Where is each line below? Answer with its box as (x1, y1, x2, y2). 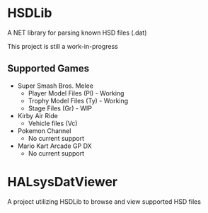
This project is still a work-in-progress (7, 42, 118, 50)
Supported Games (7, 62, 90, 75)
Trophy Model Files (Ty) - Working (28, 96, 129, 105)
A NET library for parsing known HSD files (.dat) (7, 28, 147, 37)
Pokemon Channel (17, 126, 71, 135)
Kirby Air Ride (17, 111, 58, 120)
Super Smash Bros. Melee (17, 81, 94, 90)
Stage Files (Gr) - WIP (28, 104, 93, 113)
